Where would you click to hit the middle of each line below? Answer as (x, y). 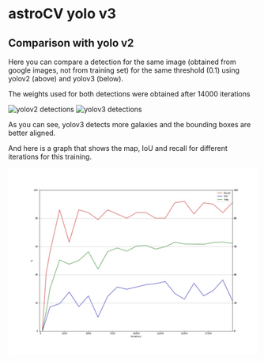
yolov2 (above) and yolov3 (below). (66, 79)
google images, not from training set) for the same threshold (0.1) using (124, 70)
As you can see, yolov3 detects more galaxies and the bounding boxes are (130, 124)
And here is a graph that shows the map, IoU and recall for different (118, 148)
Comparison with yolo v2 (71, 43)
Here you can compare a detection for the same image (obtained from (122, 62)
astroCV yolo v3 (62, 14)
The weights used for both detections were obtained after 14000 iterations (129, 94)
